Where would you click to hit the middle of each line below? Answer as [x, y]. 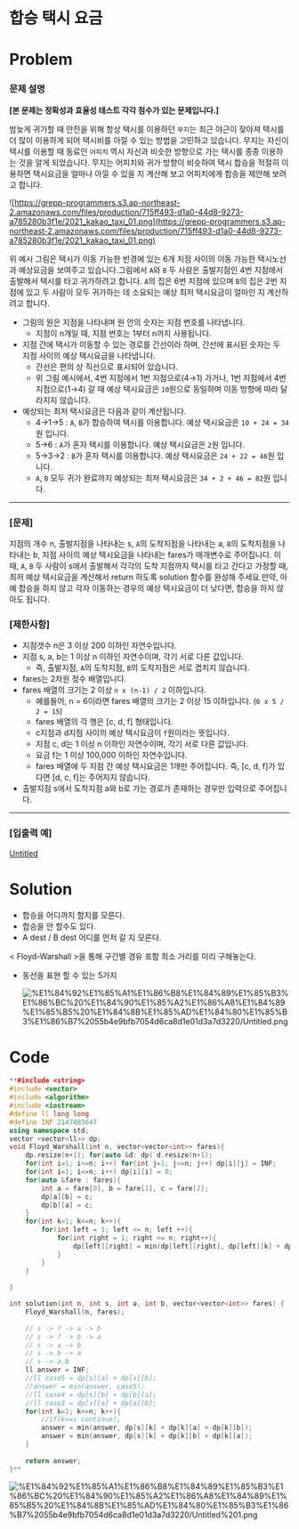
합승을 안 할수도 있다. [59, 926]
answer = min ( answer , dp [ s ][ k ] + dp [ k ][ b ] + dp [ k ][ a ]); [147, 1436]
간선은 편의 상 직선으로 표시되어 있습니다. [107, 367]
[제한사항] [30, 624]
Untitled [24, 853]
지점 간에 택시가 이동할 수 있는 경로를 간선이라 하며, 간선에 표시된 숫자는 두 [151, 344]
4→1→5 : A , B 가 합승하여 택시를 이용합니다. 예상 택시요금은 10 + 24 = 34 [162, 422]
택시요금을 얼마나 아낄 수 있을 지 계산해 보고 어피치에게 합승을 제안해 [151, 174]
